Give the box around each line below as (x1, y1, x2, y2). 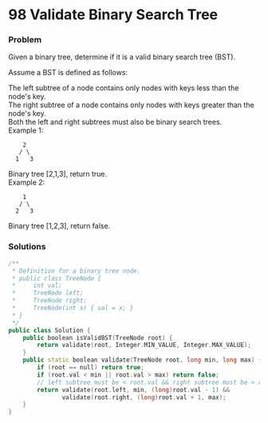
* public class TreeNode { (11, 274, 102, 282)
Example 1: (8, 126, 44, 135)
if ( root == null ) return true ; (37, 364, 145, 372)
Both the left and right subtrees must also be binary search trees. (8, 118, 223, 127)
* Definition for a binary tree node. (11, 266, 141, 275)
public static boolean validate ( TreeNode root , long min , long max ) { (22, 356, 262, 365)
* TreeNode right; (11, 297, 88, 305)
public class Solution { (8, 326, 91, 334)
